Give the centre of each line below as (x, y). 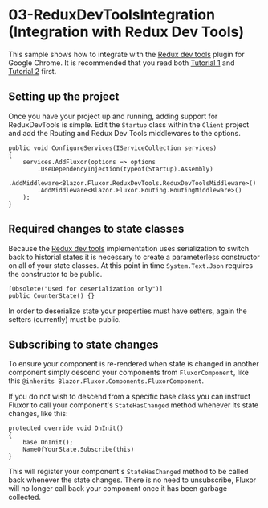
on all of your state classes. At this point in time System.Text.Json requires (131, 265)
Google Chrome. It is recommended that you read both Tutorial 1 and (122, 63)
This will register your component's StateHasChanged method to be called (128, 472)
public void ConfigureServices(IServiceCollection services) (113, 148)
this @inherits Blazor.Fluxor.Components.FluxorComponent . (106, 381)
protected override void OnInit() (66, 428)
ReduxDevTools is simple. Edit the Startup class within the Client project (129, 124)
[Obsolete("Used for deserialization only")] (85, 289)
